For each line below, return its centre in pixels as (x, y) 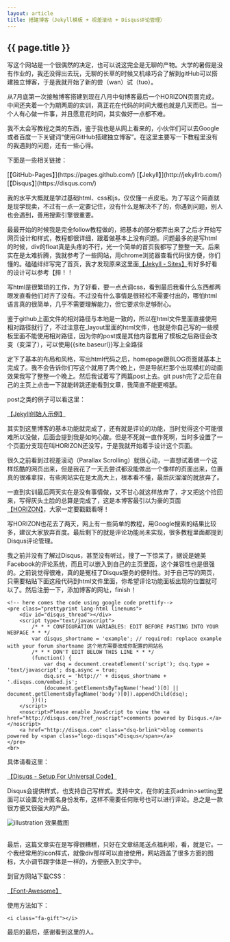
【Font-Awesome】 (34, 891)
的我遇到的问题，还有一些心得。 (52, 145)
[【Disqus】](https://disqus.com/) (52, 183)
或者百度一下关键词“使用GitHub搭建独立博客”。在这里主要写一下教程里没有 (113, 137)
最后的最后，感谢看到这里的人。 (52, 932)
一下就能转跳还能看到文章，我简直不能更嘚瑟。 (115, 385)
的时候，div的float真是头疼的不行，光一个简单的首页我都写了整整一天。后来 (114, 247)
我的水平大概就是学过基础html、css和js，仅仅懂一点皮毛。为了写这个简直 (111, 198)
